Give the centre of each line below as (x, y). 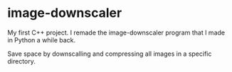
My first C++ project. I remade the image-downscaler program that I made (116, 32)
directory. (21, 61)
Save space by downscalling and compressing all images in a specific (110, 54)
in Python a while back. (42, 40)
